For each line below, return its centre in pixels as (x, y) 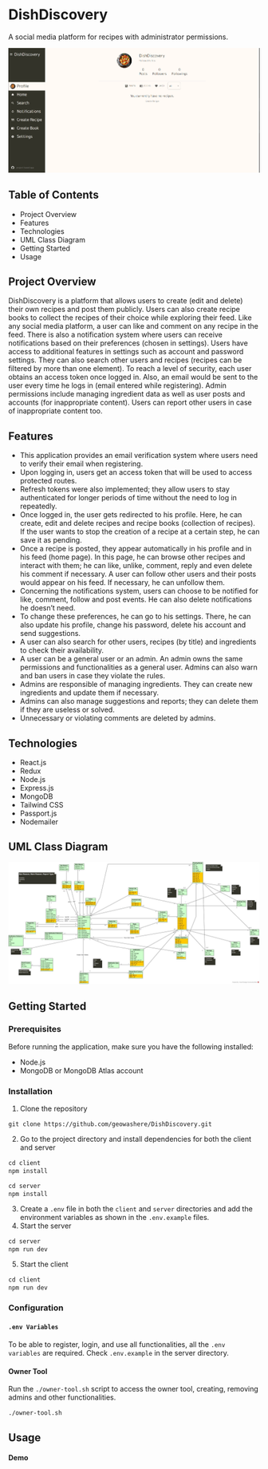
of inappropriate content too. (55, 411)
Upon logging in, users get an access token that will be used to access (136, 472)
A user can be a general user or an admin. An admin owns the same (131, 659)
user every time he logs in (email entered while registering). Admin (118, 385)
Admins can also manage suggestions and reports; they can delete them (139, 701)
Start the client (44, 1264)
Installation (31, 1091)
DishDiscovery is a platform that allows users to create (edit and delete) (126, 301)
